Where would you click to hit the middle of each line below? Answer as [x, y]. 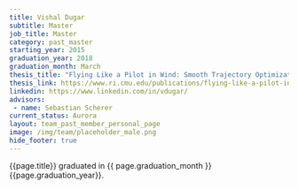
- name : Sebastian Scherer [63, 108]
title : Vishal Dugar [47, 17]
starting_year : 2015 [47, 50]
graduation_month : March [55, 67]
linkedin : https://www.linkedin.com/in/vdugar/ [99, 91]
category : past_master [51, 42]
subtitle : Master [41, 26]
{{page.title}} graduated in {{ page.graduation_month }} [111, 165]
